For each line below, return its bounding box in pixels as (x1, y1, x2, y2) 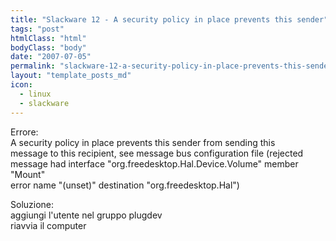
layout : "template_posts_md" (10, 71, 132, 81)
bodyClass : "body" (10, 42, 87, 53)
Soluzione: (10, 198, 55, 210)
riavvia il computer (10, 219, 87, 231)
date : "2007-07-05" (10, 52, 92, 62)
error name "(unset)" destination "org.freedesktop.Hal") (10, 179, 240, 191)
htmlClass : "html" (10, 33, 87, 43)
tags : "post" (10, 24, 65, 34)
